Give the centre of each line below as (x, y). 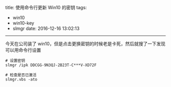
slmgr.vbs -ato (21, 79)
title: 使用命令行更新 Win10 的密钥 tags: (46, 7)
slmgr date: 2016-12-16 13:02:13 (46, 28)
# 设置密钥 (15, 61)
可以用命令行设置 (23, 50)
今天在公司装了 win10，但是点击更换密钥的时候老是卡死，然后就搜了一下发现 (85, 44)
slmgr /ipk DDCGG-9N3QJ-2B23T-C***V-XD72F (51, 65)
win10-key (23, 23)
